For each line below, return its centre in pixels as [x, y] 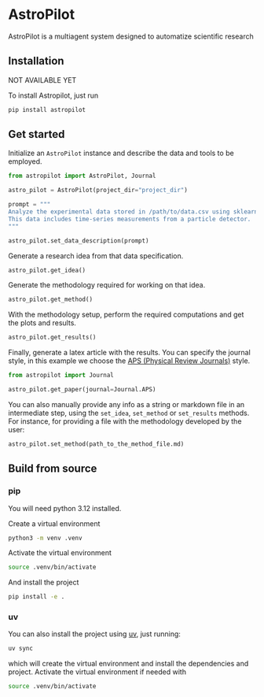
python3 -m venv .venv [45, 538]
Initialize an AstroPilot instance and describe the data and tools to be [121, 153]
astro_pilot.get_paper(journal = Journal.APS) [82, 390]
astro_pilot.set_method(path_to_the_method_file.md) [96, 444]
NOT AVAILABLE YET [42, 80]
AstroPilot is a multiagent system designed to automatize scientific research [131, 36]
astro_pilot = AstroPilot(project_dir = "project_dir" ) [98, 191]
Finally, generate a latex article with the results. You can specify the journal [130, 353]
